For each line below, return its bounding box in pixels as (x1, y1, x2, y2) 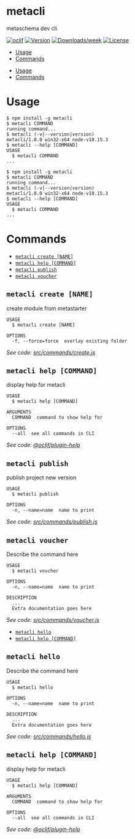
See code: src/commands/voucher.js (6, 616, 100, 624)
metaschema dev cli (6, 25, 57, 32)
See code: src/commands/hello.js (6, 732, 91, 740)
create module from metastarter (6, 304, 87, 312)
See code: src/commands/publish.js (6, 518, 98, 525)
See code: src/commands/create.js (6, 349, 96, 356)
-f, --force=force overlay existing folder (12, 338, 128, 344)
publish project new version (6, 474, 77, 481)
